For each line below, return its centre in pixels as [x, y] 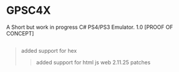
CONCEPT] [20, 33]
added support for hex [49, 51]
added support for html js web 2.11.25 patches [93, 62]
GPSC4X [29, 10]
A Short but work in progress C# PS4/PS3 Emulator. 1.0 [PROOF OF [90, 27]
